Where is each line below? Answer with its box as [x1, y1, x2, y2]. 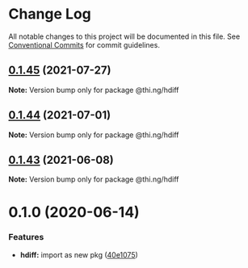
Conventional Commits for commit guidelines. [8, 40, 160, 49]
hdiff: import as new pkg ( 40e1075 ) [19, 249, 139, 259]
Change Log [8, 5, 91, 23]
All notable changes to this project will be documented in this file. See [8, 31, 241, 41]
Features [8, 232, 44, 243]
